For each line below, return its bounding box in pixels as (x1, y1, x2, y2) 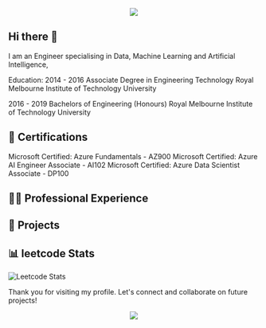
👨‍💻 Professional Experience (8, 192, 149, 205)
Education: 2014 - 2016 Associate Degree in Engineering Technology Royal (8, 75, 254, 84)
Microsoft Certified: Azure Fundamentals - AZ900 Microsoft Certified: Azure (8, 151, 258, 161)
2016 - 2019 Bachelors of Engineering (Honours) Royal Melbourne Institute (8, 99, 253, 108)
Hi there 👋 (8, 30, 58, 44)
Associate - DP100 (8, 168, 69, 178)
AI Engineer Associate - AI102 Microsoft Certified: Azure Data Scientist (8, 160, 241, 170)
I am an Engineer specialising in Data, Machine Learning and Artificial (8, 51, 236, 61)
